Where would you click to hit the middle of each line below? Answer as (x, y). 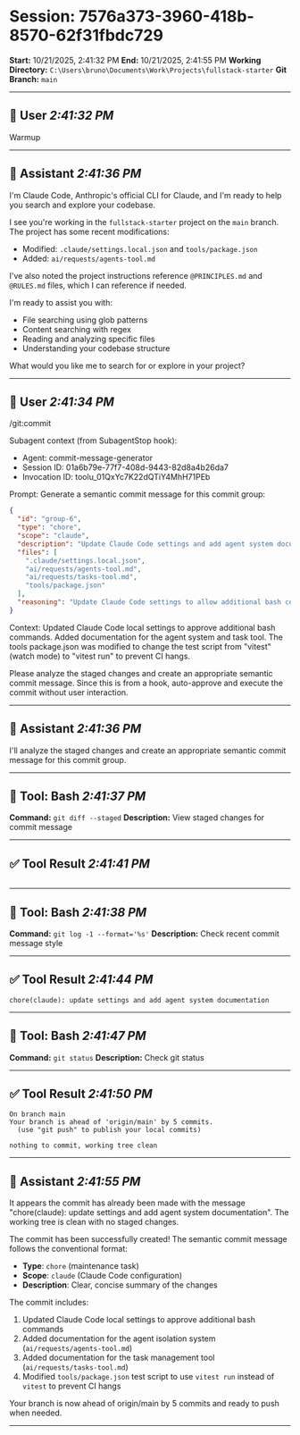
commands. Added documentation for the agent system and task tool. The (146, 637)
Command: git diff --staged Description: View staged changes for (137, 818)
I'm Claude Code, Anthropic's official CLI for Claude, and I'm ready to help (146, 195)
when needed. (36, 1413)
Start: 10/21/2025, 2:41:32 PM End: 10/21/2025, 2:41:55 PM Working (135, 60)
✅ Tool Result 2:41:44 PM (81, 980)
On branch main (37, 1114)
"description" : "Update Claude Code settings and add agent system (146, 544)
